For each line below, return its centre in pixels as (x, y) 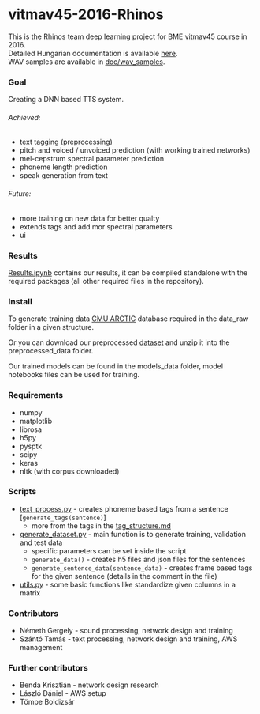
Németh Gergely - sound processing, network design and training (126, 631)
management (41, 648)
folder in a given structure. (51, 327)
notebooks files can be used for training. (74, 375)
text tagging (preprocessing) (66, 142)
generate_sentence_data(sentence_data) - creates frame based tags (142, 568)
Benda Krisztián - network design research (89, 685)
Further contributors (48, 668)
